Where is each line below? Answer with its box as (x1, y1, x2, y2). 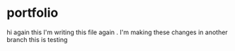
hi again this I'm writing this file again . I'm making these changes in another (6, 28, 228, 36)
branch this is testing (6, 35, 68, 43)
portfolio (6, 5, 59, 21)
